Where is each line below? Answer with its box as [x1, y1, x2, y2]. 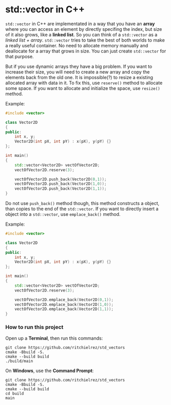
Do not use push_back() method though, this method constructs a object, [5, 200, 160, 207]
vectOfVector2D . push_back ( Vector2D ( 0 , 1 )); [14, 176, 107, 182]
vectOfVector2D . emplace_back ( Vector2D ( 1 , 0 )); [14, 302, 114, 307]
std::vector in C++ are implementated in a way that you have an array [5, 21, 155, 27]
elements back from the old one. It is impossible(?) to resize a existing [5, 74, 153, 80]
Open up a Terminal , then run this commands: [5, 335, 103, 341]
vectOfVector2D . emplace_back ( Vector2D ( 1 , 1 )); [14, 307, 114, 312]
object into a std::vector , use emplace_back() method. [5, 211, 121, 217]
